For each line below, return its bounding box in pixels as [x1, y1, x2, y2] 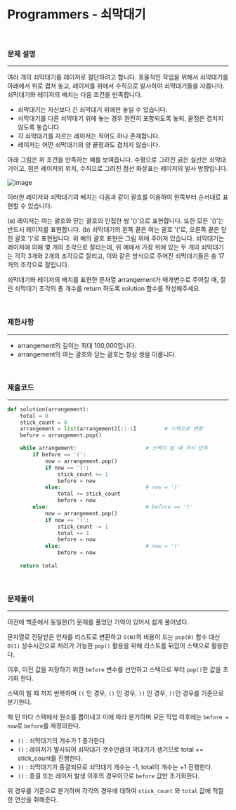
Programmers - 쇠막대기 [7, 6, 146, 22]
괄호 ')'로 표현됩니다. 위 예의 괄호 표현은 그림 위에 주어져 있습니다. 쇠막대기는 [14, 234, 225, 243]
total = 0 [20, 412, 49, 419]
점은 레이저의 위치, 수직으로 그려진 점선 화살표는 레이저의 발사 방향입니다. [27, 165, 228, 173]
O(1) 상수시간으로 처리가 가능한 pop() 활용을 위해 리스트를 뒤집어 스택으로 [7, 641, 210, 650]
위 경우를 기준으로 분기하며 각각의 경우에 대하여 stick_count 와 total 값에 [7, 787, 211, 795]
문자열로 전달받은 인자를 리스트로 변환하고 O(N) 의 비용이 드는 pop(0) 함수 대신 [7, 633, 221, 641]
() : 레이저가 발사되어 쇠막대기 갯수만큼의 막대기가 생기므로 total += [17, 745, 204, 754]
